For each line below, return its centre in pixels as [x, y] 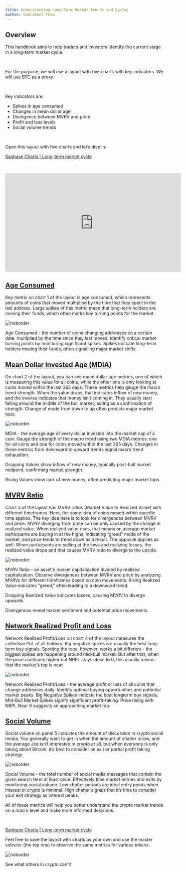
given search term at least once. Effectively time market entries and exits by [83, 779]
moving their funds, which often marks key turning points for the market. [80, 314]
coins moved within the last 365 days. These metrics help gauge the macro [83, 387]
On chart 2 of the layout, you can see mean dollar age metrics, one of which [84, 376]
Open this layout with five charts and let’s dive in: [56, 147]
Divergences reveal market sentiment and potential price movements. [77, 610]
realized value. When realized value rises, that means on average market [80, 529]
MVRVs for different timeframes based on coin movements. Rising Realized [83, 580]
